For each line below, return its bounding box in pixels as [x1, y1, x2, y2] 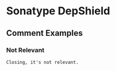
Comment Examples [6, 28, 83, 38]
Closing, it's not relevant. [6, 59, 79, 65]
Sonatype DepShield [6, 4, 111, 18]
